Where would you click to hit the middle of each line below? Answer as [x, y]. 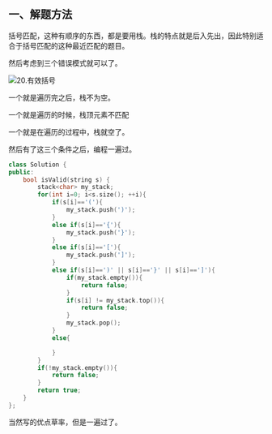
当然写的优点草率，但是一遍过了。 [65, 422]
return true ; [59, 391]
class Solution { [38, 165]
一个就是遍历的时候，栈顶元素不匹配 [69, 114]
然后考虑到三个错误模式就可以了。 [65, 62]
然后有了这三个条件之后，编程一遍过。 [72, 149]
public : [21, 172]
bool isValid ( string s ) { [67, 180]
